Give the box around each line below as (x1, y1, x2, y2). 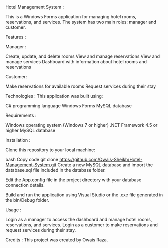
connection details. (5, 182, 45, 188)
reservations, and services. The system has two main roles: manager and (5, 19, 157, 25)
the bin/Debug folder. (5, 197, 49, 203)
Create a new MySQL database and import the (57, 162, 153, 168)
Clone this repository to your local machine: (5, 147, 95, 153)
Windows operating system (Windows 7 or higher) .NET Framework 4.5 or (5, 122, 158, 128)
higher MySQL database (5, 127, 56, 133)
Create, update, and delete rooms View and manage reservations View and (5, 53, 160, 59)
